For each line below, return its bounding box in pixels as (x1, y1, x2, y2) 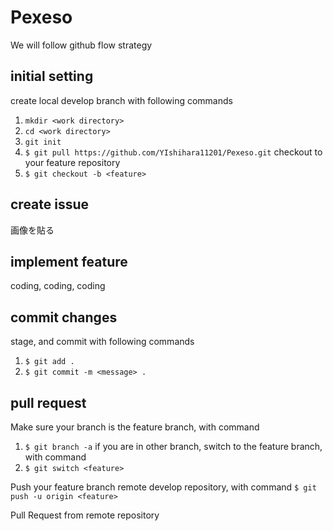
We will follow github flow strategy (10, 39, 153, 51)
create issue (10, 196, 90, 213)
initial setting (10, 68, 94, 85)
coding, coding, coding (10, 280, 106, 292)
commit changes (10, 309, 118, 326)
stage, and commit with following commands (10, 336, 195, 348)
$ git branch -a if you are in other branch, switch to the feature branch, (24, 441, 323, 452)
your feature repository (24, 156, 121, 168)
